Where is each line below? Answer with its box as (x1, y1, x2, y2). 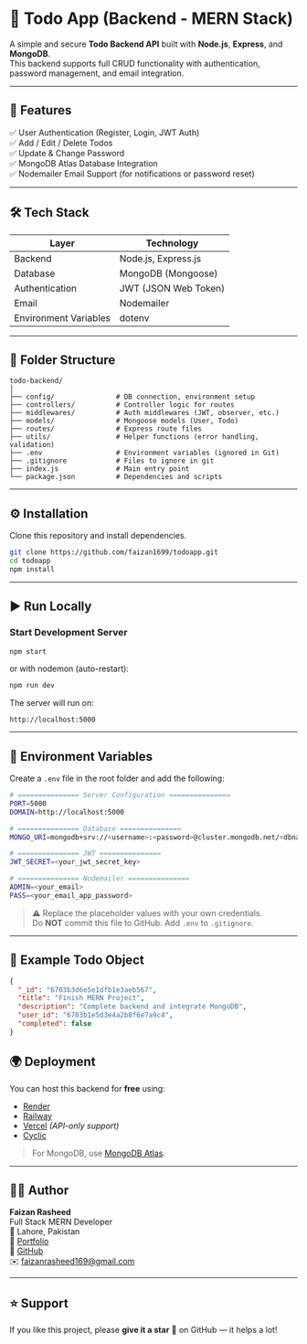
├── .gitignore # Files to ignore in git (9, 456, 215, 465)
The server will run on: (9, 698, 94, 709)
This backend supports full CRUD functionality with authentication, (9, 58, 260, 69)
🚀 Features (9, 102, 72, 118)
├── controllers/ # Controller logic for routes (9, 400, 235, 410)
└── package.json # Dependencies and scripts (9, 473, 223, 482)
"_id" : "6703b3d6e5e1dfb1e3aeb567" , (17, 985, 157, 995)
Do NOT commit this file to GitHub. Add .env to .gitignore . (31, 917, 254, 928)
